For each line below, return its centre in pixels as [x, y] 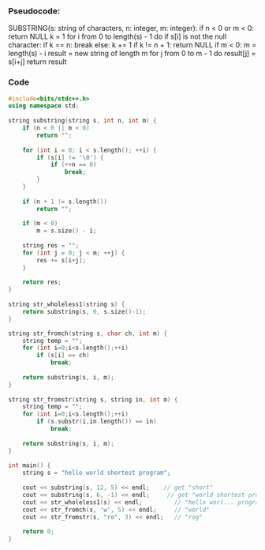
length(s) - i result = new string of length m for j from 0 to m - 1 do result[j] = [132, 54]
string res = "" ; [51, 246]
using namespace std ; [44, 106]
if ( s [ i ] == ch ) [63, 356]
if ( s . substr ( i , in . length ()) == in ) [97, 422]
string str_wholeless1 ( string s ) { [67, 305]
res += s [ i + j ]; [62, 260]
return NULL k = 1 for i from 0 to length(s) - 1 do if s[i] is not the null [118, 36]
